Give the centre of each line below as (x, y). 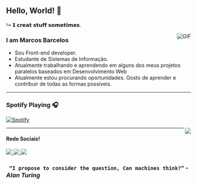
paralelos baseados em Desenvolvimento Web (71, 71)
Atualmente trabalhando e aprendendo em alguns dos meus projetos (97, 66)
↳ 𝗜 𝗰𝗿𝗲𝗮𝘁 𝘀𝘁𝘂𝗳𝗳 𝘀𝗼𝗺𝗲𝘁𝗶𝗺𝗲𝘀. (44, 25)
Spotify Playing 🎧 (32, 105)
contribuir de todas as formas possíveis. (63, 84)
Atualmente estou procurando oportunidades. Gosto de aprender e (95, 78)
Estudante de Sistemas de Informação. (61, 59)
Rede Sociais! (23, 139)
